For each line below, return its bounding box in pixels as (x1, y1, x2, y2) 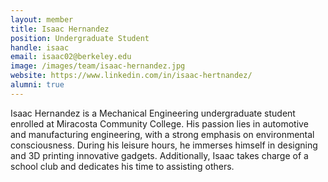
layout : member (10, 14, 74, 25)
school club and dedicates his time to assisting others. (10, 160, 235, 172)
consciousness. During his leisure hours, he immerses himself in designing (10, 139, 318, 151)
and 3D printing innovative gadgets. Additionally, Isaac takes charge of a (10, 149, 309, 161)
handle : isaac (10, 42, 70, 53)
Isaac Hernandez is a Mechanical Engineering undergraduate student (10, 107, 296, 119)
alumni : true (10, 80, 65, 90)
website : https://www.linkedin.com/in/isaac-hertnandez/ (10, 71, 253, 81)
